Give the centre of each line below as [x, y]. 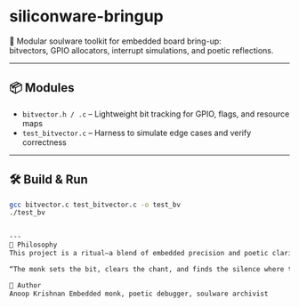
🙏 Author [25, 285]
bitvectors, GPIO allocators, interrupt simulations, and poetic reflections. [141, 50]
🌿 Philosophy [33, 245]
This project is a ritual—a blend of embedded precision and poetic [139, 254]
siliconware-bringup [86, 16]
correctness [44, 142]
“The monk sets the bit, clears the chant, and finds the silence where [147, 269]
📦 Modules [42, 88]
